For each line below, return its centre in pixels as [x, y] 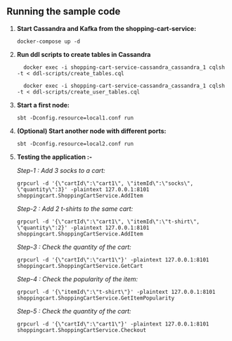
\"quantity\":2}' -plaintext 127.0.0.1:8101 [83, 228]
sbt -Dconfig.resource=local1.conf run [75, 118]
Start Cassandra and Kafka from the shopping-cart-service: [107, 28]
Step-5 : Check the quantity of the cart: [74, 311]
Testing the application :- [54, 157]
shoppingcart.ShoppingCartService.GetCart [80, 266]
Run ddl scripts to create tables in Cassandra [84, 54]
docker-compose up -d [48, 41]
